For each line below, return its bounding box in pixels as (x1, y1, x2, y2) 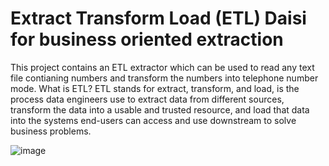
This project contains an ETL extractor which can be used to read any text (10, 61, 315, 73)
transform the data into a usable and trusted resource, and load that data (10, 103, 310, 116)
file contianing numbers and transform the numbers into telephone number (10, 72, 319, 84)
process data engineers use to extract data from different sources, (10, 93, 285, 105)
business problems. (10, 125, 92, 137)
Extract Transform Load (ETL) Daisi (10, 7, 307, 30)
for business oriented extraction (10, 28, 284, 51)
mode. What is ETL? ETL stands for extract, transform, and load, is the (10, 82, 300, 94)
